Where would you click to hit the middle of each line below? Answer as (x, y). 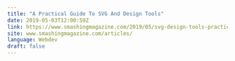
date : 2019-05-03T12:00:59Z (48, 20)
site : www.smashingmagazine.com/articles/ (70, 33)
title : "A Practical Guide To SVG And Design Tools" (86, 14)
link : (15, 27)
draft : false (26, 46)
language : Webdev (33, 40)
